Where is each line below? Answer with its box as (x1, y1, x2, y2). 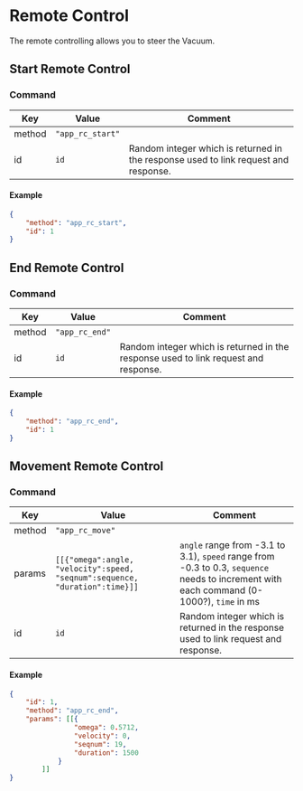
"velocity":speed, (55, 564, 134, 574)
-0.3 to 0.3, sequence (179, 561, 269, 574)
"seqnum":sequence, (55, 573, 139, 583)
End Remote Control (9, 259, 124, 276)
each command (179, 584, 246, 597)
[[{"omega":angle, (55, 555, 134, 565)
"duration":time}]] (55, 582, 139, 592)
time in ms (216, 596, 260, 608)
